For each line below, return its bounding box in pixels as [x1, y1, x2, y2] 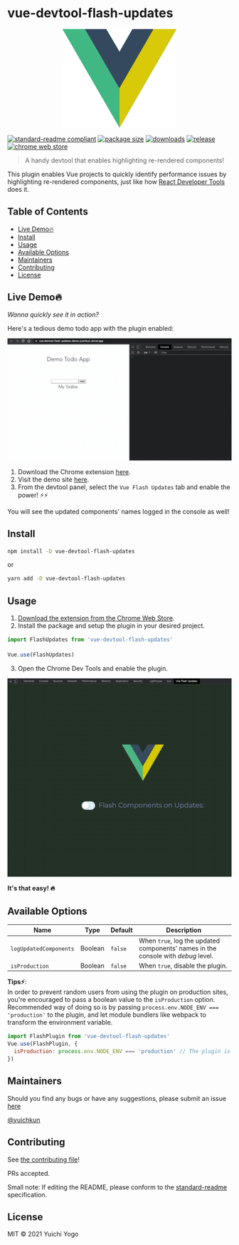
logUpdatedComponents [10, 945, 75, 953]
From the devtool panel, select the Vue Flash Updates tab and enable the [17, 483, 230, 491]
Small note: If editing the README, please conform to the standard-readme [7, 1182, 228, 1192]
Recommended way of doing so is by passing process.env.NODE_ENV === [7, 1003, 219, 1012]
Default [110, 926, 133, 935]
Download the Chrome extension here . [17, 467, 132, 476]
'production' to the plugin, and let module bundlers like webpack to [7, 1010, 206, 1019]
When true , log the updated [138, 936, 221, 945]
